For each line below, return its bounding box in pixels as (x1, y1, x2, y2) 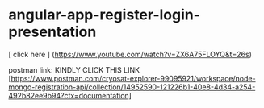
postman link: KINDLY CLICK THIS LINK (8, 64, 140, 74)
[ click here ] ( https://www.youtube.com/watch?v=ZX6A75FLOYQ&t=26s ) (8, 49, 253, 59)
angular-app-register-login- (8, 6, 200, 24)
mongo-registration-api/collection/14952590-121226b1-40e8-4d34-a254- (8, 82, 256, 92)
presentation (8, 23, 97, 41)
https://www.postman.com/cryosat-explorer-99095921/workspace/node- (10, 73, 256, 83)
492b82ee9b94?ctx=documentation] (8, 90, 132, 100)
